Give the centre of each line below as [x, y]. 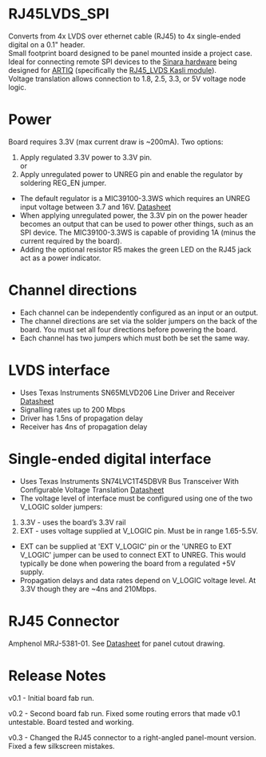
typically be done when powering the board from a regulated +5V [127, 563]
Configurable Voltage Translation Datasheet [92, 489]
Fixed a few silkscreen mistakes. [62, 746]
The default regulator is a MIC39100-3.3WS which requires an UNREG [135, 198]
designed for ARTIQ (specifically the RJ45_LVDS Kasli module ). [113, 70]
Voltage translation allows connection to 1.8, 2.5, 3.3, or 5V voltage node [127, 79]
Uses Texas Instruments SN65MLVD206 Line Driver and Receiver [127, 393]
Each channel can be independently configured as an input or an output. [139, 312]
